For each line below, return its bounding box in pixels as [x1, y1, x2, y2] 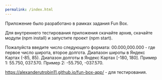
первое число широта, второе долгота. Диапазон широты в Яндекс [5, 49, 145, 55]
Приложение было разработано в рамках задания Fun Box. [5, 20, 128, 26]
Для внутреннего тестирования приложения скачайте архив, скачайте [5, 30, 153, 35]
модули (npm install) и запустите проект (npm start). [5, 35, 113, 41]
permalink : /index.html [5, 7, 54, 12]
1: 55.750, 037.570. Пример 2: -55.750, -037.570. [5, 60, 104, 65]
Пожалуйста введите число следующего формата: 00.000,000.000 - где [5, 44, 156, 50]
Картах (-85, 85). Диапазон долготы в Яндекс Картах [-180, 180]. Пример [5, 54, 157, 61]
